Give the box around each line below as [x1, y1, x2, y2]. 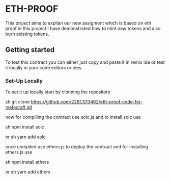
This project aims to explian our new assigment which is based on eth [5, 20, 152, 26]
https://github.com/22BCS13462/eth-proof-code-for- [31, 99, 143, 105]
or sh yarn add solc [5, 134, 46, 140]
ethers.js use [5, 149, 33, 156]
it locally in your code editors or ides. [5, 64, 83, 70]
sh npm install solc [5, 124, 45, 130]
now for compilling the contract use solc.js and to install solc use [5, 114, 141, 120]
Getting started [5, 45, 55, 54]
